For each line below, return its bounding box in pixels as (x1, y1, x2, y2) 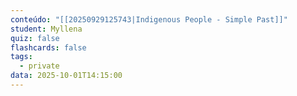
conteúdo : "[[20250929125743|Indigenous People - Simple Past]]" (10, 14, 288, 25)
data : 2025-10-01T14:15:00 (10, 71, 123, 81)
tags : (10, 52, 33, 62)
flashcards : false (10, 42, 87, 53)
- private (19, 61, 60, 71)
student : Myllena (10, 24, 83, 34)
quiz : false (10, 33, 60, 43)
